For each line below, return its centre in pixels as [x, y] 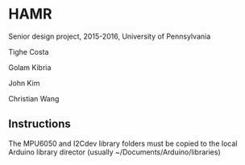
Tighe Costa [29, 52]
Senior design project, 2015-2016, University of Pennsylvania [110, 36]
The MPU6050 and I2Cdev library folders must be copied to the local [123, 143]
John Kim [24, 83]
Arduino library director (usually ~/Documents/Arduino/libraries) [115, 152]
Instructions [39, 124]
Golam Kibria [30, 67]
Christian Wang [34, 98]
